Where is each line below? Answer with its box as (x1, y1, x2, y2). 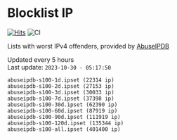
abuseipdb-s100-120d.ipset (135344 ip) (7, 120, 124, 127)
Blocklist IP (7, 5, 74, 21)
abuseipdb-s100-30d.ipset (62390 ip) (7, 101, 118, 108)
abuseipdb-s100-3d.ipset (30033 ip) (7, 89, 114, 96)
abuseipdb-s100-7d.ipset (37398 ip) (7, 95, 114, 102)
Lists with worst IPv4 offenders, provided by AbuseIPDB (7, 42, 170, 50)
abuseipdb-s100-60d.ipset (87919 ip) (7, 107, 118, 114)
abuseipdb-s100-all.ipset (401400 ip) (7, 125, 121, 133)
